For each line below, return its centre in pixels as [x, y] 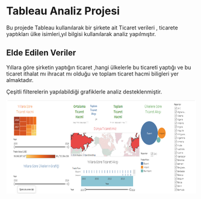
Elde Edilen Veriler [41, 53]
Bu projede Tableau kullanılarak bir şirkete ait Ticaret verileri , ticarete [92, 28]
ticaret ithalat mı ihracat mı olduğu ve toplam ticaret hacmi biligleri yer [93, 74]
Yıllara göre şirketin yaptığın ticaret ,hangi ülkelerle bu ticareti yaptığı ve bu [99, 67]
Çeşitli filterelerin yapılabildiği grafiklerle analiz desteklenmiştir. [84, 92]
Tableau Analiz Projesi [63, 11]
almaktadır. [20, 80]
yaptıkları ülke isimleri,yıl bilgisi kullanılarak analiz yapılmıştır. [81, 34]
